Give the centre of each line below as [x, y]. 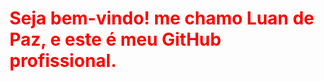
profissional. [63, 61]
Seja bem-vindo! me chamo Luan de [162, 18]
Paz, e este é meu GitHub [115, 39]
